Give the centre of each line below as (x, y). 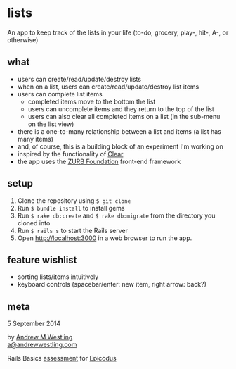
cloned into (34, 223)
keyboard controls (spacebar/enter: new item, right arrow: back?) (112, 284)
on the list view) (51, 124)
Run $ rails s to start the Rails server (73, 230)
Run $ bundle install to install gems (71, 208)
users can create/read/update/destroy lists (79, 79)
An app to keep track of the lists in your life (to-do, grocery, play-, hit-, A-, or (118, 32)
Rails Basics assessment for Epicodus (62, 358)
